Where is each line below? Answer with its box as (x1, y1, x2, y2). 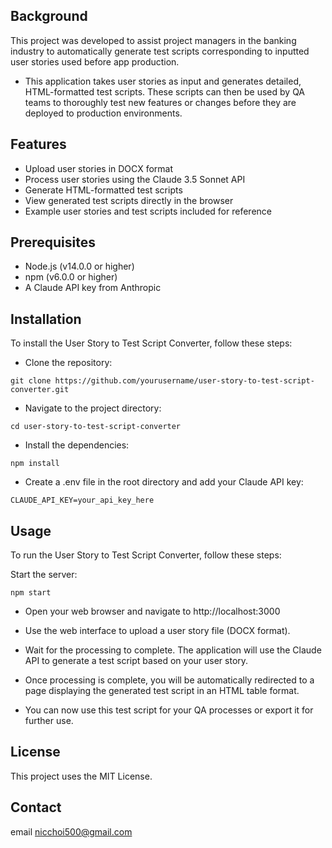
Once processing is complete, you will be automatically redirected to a (24, 674, 315, 686)
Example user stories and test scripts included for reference (24, 205, 272, 217)
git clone (10, 376, 52, 386)
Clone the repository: (24, 357, 113, 369)
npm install (10, 459, 60, 469)
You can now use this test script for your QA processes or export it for (24, 704, 314, 716)
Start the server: (10, 569, 78, 581)
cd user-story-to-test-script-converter (10, 422, 182, 432)
